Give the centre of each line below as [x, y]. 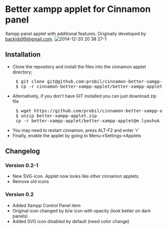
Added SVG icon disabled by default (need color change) [71, 221]
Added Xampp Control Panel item [46, 205]
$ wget [24, 111]
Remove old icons [31, 182]
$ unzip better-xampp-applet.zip [56, 115]
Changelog [23, 151]
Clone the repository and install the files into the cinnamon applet [79, 66]
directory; [22, 72]
